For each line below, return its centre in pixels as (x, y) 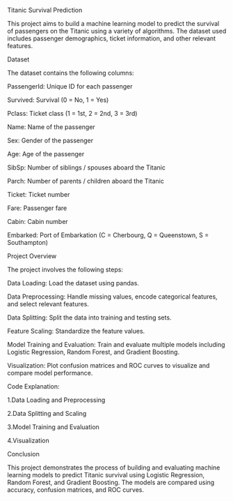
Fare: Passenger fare (37, 208)
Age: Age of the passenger (46, 154)
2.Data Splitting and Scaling (47, 413)
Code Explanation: (33, 386)
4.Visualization (29, 440)
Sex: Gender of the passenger (50, 140)
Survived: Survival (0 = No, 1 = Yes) (58, 100)
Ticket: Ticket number (39, 194)
